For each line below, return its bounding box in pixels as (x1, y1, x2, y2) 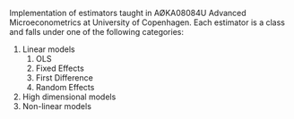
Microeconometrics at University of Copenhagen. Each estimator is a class (9, 17, 285, 28)
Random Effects (35, 82, 95, 92)
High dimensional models (22, 91, 117, 102)
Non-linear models (22, 101, 92, 111)
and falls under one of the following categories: (9, 27, 185, 37)
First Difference (35, 72, 94, 83)
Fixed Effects (35, 63, 85, 73)
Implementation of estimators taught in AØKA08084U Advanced (9, 8, 246, 18)
